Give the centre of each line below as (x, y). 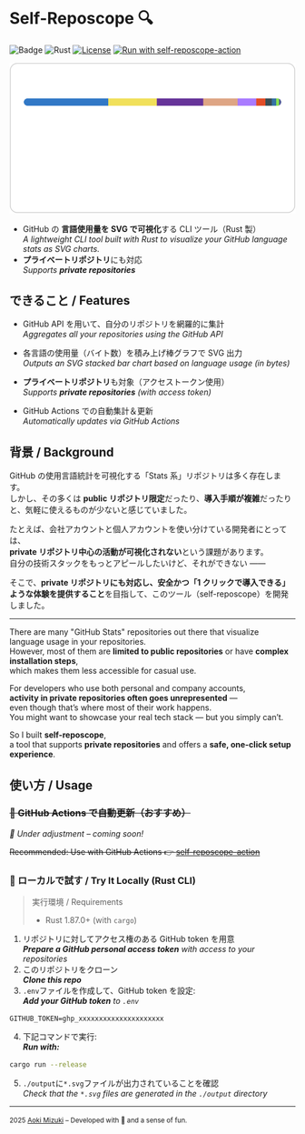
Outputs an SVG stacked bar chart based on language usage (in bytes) (156, 363)
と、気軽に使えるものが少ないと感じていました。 (101, 510)
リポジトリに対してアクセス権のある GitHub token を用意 (128, 939)
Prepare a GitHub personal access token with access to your (139, 949)
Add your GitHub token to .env (80, 1001)
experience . (33, 754)
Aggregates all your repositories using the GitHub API (123, 335)
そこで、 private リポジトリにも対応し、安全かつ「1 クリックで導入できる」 (150, 583)
